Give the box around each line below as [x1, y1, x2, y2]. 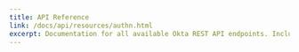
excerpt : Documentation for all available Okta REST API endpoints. [9, 29, 269, 38]
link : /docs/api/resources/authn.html [9, 21, 153, 30]
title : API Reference [9, 12, 90, 22]
